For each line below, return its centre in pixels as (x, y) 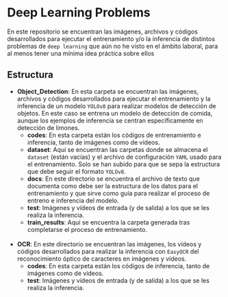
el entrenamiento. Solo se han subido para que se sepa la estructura (124, 164)
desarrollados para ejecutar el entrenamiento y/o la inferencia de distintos (111, 38)
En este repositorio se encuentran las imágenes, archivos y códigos (103, 31)
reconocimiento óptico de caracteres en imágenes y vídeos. (102, 259)
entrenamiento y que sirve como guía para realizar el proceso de (118, 193)
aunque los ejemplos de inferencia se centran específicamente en (110, 120)
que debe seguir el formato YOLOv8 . (77, 171)
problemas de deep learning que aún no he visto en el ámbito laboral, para (113, 46)
